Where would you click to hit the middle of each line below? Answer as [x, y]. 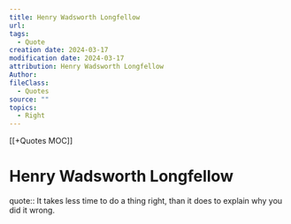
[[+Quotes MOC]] [41, 141]
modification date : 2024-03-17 [67, 58]
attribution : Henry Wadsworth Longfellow [87, 67]
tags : [19, 34]
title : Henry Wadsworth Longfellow [75, 17]
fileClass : [29, 83]
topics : [23, 108]
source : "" [29, 99]
